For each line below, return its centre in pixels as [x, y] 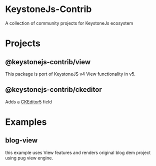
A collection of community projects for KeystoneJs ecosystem [69, 23]
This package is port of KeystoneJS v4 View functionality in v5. [70, 74]
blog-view [21, 141]
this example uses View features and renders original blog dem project [78, 152]
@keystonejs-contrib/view [48, 62]
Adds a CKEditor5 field [29, 102]
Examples [26, 122]
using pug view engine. [29, 158]
